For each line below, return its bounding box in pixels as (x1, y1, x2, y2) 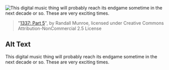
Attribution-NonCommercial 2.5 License (17, 25, 102, 31)
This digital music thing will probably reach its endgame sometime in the (5, 53, 157, 59)
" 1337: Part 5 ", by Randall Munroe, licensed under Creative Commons (17, 20, 164, 26)
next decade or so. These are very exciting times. (5, 59, 110, 65)
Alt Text (5, 40, 31, 49)
